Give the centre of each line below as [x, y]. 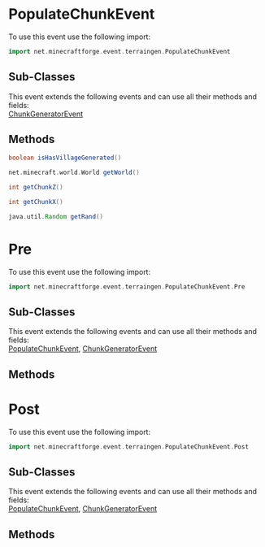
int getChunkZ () [36, 188]
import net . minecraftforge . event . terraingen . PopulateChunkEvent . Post [129, 447]
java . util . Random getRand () [56, 216]
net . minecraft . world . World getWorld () [74, 173]
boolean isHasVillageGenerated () [65, 158]
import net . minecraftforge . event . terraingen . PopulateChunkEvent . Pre [127, 287]
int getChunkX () [36, 202]
